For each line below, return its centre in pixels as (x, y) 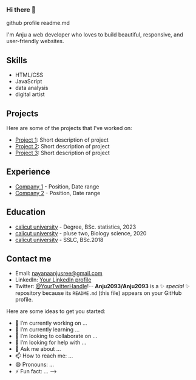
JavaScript (29, 81)
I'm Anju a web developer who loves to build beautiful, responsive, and (95, 35)
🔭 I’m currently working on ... (51, 323)
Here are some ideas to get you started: (56, 311)
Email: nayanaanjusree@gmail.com (59, 274)
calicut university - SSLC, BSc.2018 (59, 240)
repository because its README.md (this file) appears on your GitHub (98, 293)
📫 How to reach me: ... (44, 356)
